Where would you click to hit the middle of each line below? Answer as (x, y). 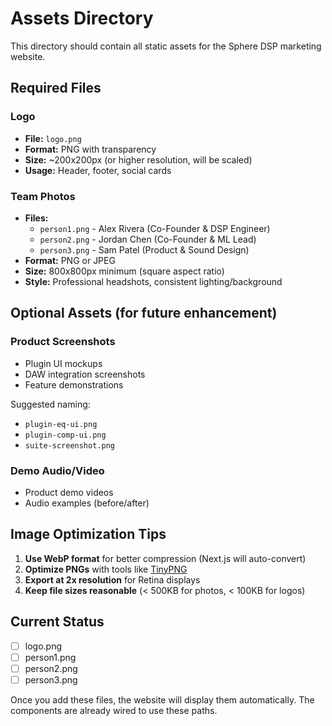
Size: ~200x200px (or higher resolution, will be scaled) (138, 159)
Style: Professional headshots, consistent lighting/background (153, 281)
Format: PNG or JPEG (70, 260)
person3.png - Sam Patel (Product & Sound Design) (144, 249)
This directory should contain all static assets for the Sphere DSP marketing (166, 46)
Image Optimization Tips (88, 534)
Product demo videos (69, 492)
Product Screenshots (63, 342)
